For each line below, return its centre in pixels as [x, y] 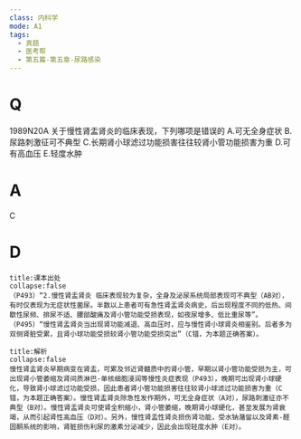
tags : [19, 34]
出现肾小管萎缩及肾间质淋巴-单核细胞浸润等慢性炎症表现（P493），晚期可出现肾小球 [142, 378]
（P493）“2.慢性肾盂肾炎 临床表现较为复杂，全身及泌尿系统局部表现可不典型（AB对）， [149, 295]
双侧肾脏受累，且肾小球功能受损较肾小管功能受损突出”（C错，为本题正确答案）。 [136, 334]
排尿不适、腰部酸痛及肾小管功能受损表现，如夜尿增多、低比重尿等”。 [153, 315]
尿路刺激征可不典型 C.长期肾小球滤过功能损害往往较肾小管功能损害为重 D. [146, 142]
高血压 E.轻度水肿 [50, 153]
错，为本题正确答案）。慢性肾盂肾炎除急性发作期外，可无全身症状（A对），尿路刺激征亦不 [149, 398]
